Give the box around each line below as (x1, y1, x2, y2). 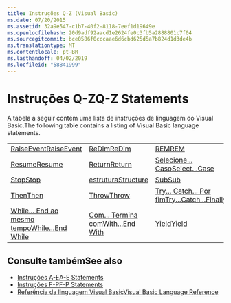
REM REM (155, 144, 186, 154)
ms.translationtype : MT (7, 42, 76, 49)
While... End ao (10, 206, 59, 216)
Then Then (10, 190, 44, 200)
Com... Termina (89, 210, 138, 220)
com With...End (89, 218, 136, 228)
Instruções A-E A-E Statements (16, 273, 104, 282)
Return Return (89, 159, 132, 169)
